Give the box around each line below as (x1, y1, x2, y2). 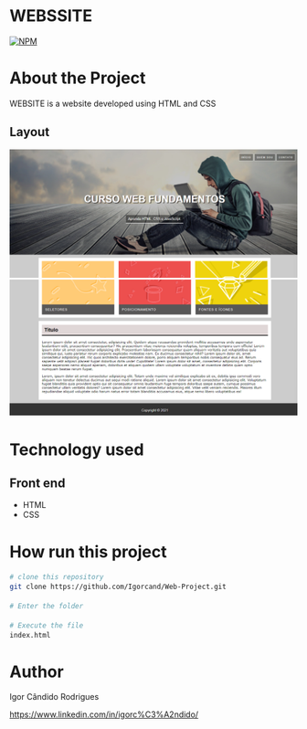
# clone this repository (9, 573, 104, 582)
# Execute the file (9, 620, 84, 630)
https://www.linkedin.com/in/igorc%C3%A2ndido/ (9, 709, 199, 720)
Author (9, 661, 64, 681)
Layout (9, 124, 50, 140)
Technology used (9, 439, 144, 460)
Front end (9, 475, 66, 491)
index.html (9, 630, 51, 639)
